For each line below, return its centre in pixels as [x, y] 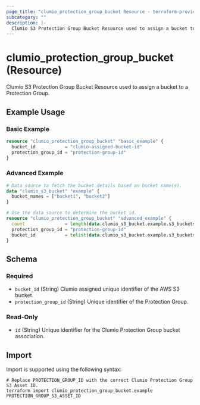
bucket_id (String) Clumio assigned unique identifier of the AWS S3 [97, 289]
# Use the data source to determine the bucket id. [71, 213]
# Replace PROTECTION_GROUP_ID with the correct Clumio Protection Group [100, 381]
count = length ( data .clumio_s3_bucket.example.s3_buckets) [105, 224]
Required [20, 276]
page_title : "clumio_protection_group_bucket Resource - [78, 12]
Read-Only [22, 317]
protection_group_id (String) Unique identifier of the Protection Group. [101, 302]
